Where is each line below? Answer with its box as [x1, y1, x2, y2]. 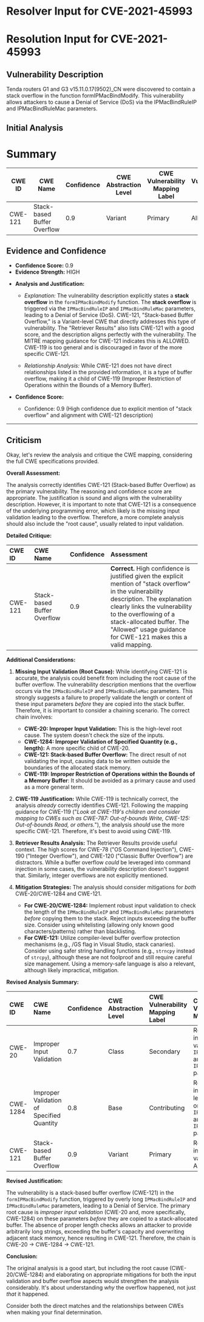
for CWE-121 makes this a [110, 633, 188, 641]
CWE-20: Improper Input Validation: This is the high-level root [24, 725, 182, 733]
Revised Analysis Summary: [6, 978, 79, 986]
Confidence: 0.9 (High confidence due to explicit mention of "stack [24, 405, 192, 413]
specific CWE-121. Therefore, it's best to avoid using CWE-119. [15, 828, 172, 835]
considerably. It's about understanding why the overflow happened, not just [6, 1284, 196, 1292]
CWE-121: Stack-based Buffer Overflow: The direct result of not [24, 751, 187, 758]
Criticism [6, 435, 42, 446]
